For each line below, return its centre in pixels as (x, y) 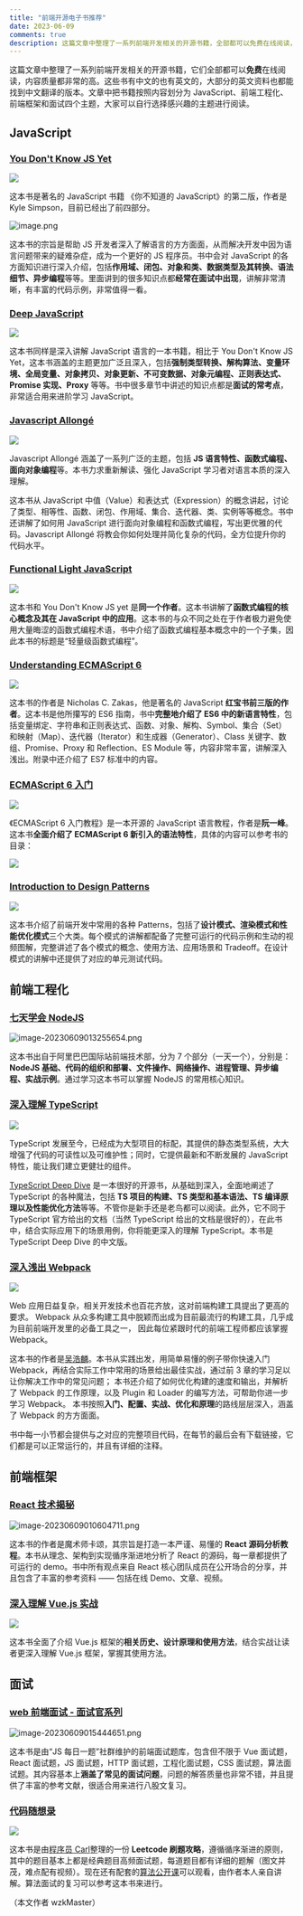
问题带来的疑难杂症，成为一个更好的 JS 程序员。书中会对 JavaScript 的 (149, 255)
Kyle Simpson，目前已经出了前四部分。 (82, 207)
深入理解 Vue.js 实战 (54, 1603)
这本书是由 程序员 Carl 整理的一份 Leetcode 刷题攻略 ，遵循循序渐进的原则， (149, 1849)
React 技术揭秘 (42, 1505)
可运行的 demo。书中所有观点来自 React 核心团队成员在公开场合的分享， (144, 1566)
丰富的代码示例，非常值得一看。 (92, 289)
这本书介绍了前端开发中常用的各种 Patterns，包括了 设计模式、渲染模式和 (145, 924)
